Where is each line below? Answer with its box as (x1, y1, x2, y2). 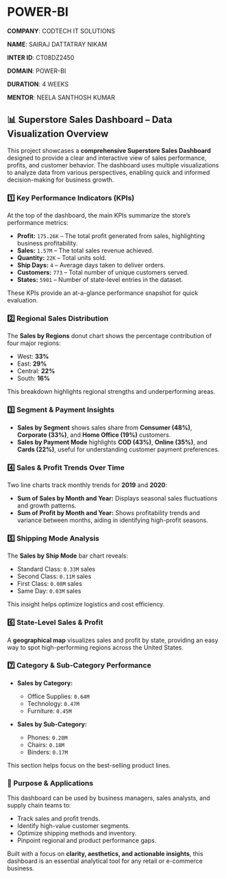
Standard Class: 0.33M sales (16, 565, 96, 573)
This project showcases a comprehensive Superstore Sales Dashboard (7, 146, 211, 154)
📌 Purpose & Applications (7, 778, 94, 787)
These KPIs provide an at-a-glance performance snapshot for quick (7, 289, 199, 297)
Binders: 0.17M (27, 748, 68, 756)
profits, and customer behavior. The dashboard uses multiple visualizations (7, 161, 219, 169)
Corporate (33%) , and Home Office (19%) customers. (16, 430, 171, 439)
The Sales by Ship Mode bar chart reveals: (7, 551, 129, 560)
